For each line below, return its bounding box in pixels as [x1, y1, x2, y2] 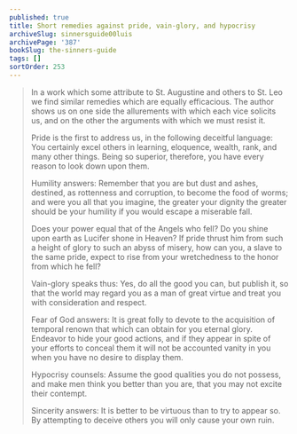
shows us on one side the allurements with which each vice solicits [30, 106, 277, 116]
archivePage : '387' [9, 37, 82, 47]
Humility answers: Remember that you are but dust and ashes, [30, 178, 259, 188]
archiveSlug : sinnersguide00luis [9, 29, 133, 38]
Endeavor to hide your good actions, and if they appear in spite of [30, 333, 271, 343]
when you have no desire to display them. [30, 351, 184, 362]
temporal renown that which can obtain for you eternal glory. [30, 323, 253, 334]
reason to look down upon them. [30, 161, 150, 171]
